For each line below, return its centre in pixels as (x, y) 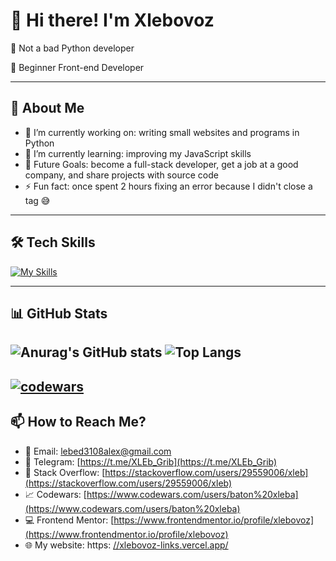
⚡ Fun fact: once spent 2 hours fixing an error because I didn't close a (168, 186)
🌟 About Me (47, 108)
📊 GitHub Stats (59, 313)
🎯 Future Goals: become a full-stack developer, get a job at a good (161, 164)
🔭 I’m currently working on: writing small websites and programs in (162, 132)
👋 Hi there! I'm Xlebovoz (112, 20)
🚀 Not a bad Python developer (72, 48)
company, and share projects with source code (121, 175)
